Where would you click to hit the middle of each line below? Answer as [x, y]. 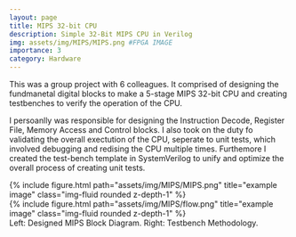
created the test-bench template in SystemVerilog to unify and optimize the [147, 158]
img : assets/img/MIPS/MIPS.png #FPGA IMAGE [91, 42]
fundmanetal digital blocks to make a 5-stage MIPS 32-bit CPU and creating [148, 94]
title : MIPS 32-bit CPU [53, 26]
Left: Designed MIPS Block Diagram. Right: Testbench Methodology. [134, 223]
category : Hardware [45, 59]
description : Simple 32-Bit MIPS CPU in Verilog [101, 34]
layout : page [33, 17]
